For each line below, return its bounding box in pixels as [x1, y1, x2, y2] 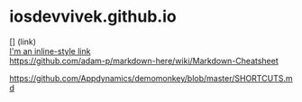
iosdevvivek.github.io [9, 6, 178, 27]
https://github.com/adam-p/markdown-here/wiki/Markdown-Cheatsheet [9, 55, 279, 66]
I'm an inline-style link [9, 45, 91, 56]
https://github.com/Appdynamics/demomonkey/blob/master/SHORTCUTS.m [9, 72, 293, 83]
